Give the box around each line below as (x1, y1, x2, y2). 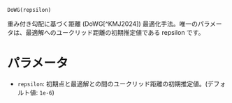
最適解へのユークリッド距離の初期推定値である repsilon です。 (25, 29, 205, 36)
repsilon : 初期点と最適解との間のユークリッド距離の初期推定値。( (17, 79, 208, 88)
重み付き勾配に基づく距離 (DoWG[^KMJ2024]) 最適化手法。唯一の (7, 19, 198, 28)
